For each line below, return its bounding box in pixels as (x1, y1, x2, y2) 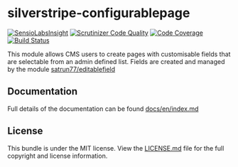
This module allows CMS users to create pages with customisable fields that (7, 50, 231, 58)
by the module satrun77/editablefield (7, 65, 116, 73)
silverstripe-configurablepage (7, 5, 190, 21)
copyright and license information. (7, 151, 108, 160)
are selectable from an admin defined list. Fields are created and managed (7, 57, 225, 65)
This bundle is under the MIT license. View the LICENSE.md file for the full (7, 144, 225, 152)
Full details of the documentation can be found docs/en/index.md (7, 104, 199, 113)
